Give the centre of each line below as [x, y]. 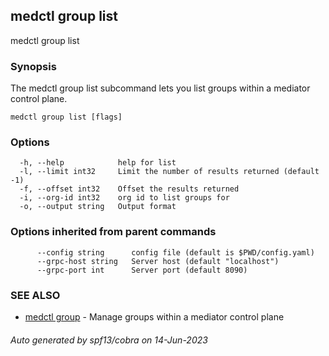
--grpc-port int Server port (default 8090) [142, 270]
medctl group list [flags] [66, 117]
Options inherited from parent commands [113, 232]
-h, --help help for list [98, 163]
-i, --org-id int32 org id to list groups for [124, 198]
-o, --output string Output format [98, 207]
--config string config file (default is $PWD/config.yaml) [175, 252]
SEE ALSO [35, 295]
